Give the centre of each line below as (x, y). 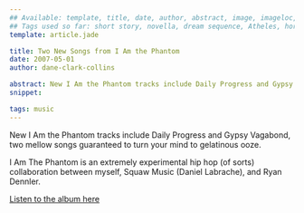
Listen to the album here (55, 198)
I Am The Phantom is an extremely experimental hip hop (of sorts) (132, 162)
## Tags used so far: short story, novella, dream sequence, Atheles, (145, 26)
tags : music (32, 109)
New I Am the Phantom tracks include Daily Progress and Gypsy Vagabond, (150, 135)
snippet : (26, 92)
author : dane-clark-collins (62, 68)
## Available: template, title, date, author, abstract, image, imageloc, (153, 18)
